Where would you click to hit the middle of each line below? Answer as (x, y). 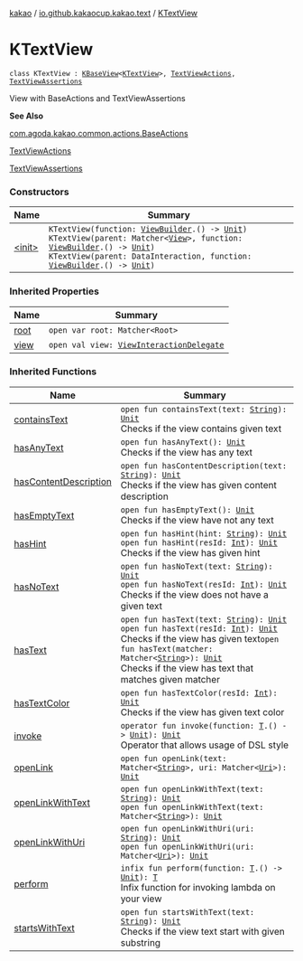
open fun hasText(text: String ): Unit (203, 619)
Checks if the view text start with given (203, 931)
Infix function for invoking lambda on (198, 887)
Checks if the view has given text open (200, 638)
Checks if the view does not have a (194, 594)
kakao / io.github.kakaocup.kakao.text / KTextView (104, 13)
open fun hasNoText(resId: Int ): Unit (203, 584)
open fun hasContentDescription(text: (203, 466)
